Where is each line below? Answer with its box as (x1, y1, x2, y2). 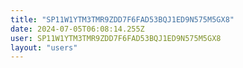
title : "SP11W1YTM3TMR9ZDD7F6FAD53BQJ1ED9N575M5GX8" (10, 14, 235, 25)
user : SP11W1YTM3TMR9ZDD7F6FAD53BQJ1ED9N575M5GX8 (10, 33, 222, 43)
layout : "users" (10, 42, 78, 53)
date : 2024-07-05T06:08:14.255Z (10, 24, 145, 34)
